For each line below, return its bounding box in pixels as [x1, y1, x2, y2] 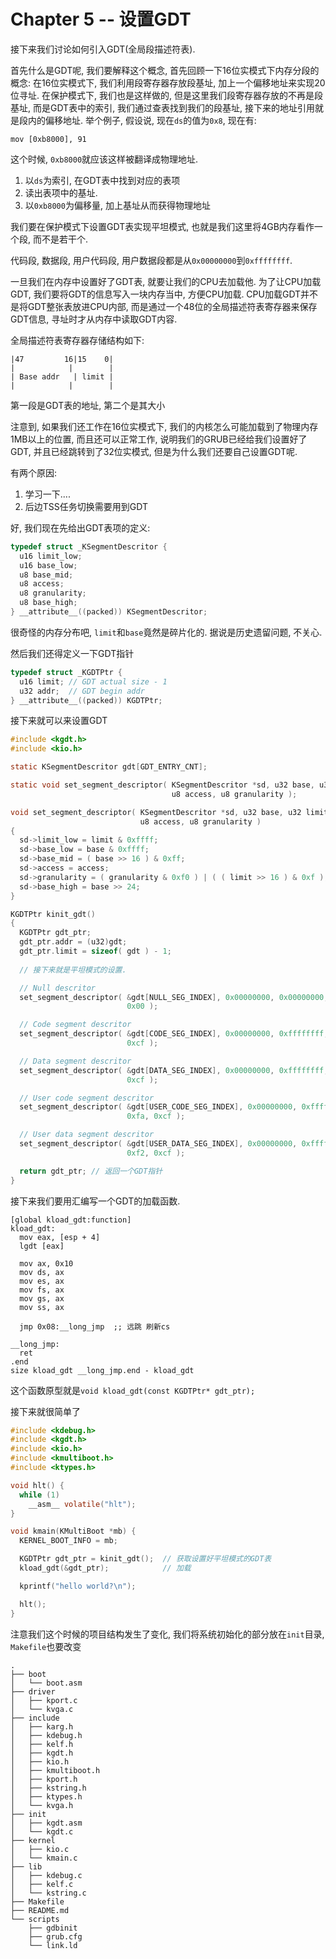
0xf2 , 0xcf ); [126, 1148, 186, 1158]
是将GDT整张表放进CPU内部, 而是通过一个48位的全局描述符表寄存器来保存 [10, 300, 318, 312]
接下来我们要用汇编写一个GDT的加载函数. [10, 1195, 181, 1207]
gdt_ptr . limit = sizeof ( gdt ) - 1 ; [19, 946, 172, 957]
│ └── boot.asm [10, 1678, 83, 1688]
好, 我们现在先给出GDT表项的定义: [10, 521, 151, 534]
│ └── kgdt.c [10, 1826, 74, 1837]
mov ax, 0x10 [19, 1258, 74, 1269]
